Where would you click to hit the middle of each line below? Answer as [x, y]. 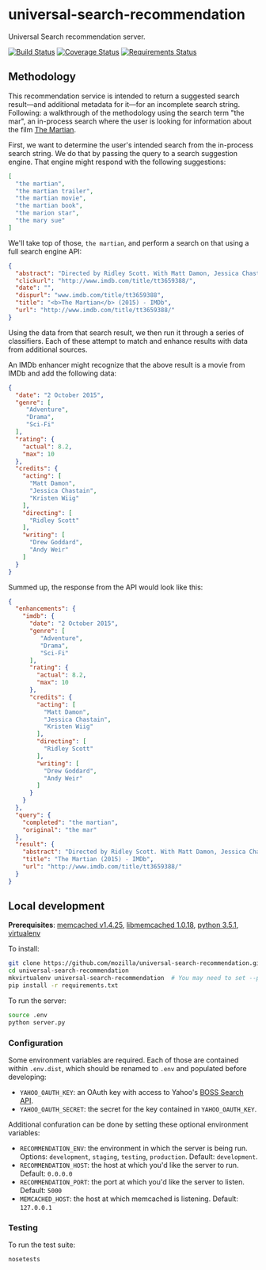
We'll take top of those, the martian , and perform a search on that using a [129, 242]
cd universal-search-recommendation [68, 971]
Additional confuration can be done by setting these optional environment [128, 1124]
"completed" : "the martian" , [70, 822]
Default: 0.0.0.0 [46, 1173]
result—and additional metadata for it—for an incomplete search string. [124, 104]
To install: [24, 949]
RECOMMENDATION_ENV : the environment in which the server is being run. [133, 1148]
